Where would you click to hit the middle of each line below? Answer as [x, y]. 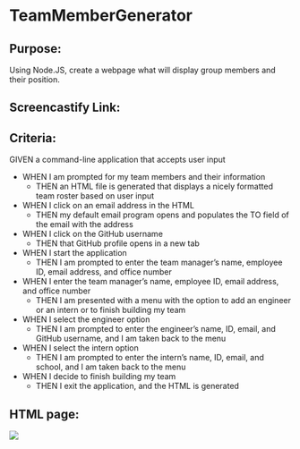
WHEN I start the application [74, 253]
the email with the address [85, 224]
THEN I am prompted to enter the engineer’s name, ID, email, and [155, 329]
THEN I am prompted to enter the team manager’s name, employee [159, 263]
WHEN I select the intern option [80, 348]
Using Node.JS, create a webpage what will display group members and [142, 70]
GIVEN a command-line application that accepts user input [117, 160]
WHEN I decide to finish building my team [99, 377]
